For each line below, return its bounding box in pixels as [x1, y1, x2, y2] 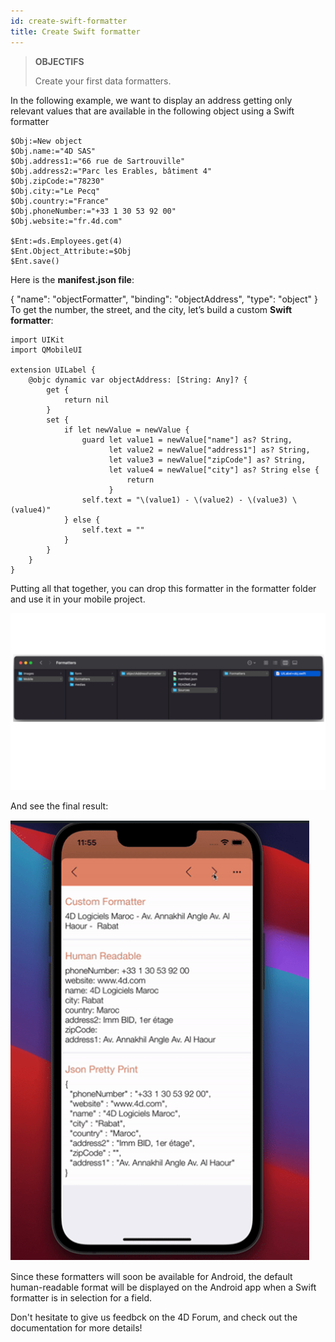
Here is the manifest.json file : [10, 273, 135, 285]
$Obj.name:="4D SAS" [10, 146, 97, 156]
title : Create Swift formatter [10, 26, 141, 37]
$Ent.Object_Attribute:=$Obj [10, 246, 132, 256]
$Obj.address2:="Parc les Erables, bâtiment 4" [10, 166, 213, 176]
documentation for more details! [10, 1322, 143, 1334]
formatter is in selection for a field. [10, 1292, 153, 1304]
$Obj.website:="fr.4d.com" [10, 216, 123, 226]
